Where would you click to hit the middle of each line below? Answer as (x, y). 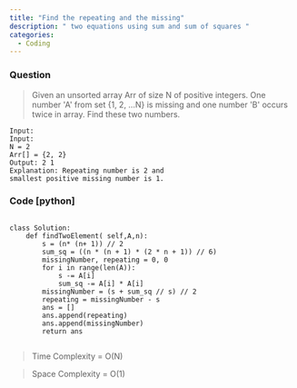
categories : (32, 35)
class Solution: (40, 228)
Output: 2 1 (32, 163)
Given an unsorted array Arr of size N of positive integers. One (148, 95)
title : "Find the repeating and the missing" (97, 18)
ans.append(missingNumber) (93, 323)
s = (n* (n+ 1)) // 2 (83, 244)
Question (30, 75)
